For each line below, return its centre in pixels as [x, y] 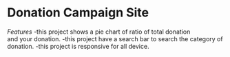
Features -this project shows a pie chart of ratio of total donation [99, 32]
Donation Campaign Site [78, 13]
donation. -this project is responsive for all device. [78, 46]
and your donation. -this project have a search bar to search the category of [115, 38]
